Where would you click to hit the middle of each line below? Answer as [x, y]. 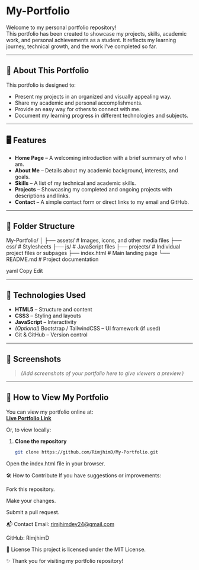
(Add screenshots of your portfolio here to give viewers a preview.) [102, 373]
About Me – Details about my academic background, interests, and [97, 170]
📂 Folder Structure [41, 226]
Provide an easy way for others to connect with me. [78, 109]
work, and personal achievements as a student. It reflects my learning [91, 40]
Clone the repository [41, 441]
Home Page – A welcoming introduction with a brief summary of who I [100, 158]
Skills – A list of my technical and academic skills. [75, 183]
